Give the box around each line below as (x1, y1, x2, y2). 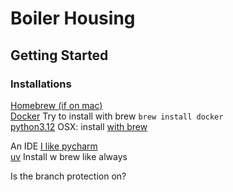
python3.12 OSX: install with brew (10, 120, 148, 132)
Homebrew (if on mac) (10, 99, 103, 111)
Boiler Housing (10, 7, 136, 30)
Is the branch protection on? (10, 170, 127, 182)
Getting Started (10, 47, 109, 64)
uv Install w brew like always (10, 150, 128, 162)
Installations (10, 77, 72, 91)
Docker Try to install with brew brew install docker (10, 110, 224, 122)
